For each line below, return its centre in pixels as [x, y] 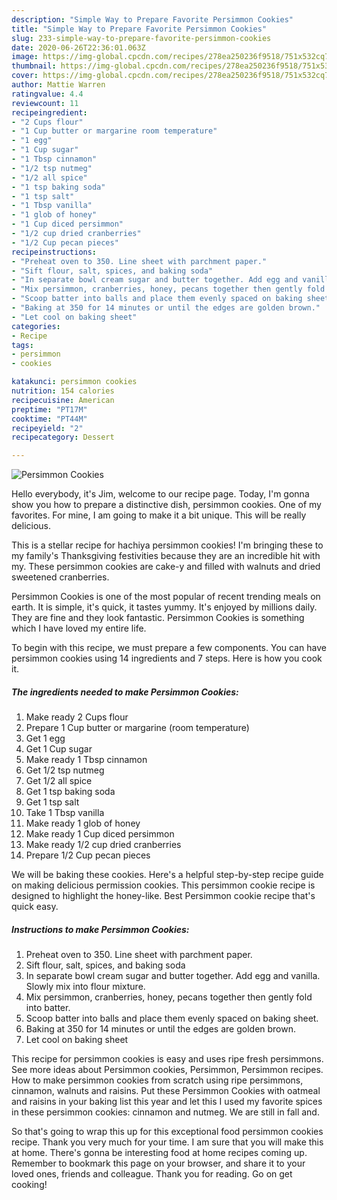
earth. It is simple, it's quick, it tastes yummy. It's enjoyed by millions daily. [164, 607]
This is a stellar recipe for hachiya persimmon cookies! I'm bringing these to [167, 545]
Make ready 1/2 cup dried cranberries [103, 845]
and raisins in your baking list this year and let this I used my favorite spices [167, 1102]
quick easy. [35, 907]
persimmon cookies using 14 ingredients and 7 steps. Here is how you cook [167, 658]
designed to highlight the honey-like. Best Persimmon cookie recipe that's [163, 896]
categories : [36, 326]
